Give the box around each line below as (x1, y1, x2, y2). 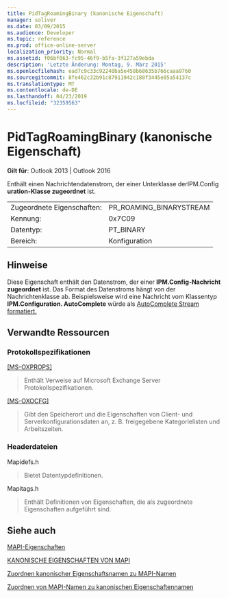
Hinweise (7, 259, 48, 272)
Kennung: (10, 214, 42, 223)
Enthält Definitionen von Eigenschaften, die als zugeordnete (23, 498, 193, 506)
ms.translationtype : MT (7, 80, 75, 87)
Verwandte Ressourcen (7, 327, 110, 339)
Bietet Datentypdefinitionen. (23, 471, 103, 479)
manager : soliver (7, 16, 57, 23)
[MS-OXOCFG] (7, 397, 49, 406)
